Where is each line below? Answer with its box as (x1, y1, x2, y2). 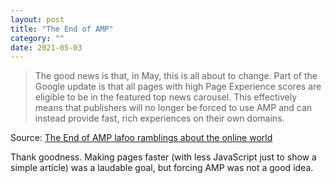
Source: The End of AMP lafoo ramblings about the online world (10, 132, 273, 144)
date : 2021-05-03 (10, 42, 83, 53)
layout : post (10, 14, 65, 25)
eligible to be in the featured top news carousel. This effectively (34, 91, 298, 103)
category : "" (10, 33, 65, 43)
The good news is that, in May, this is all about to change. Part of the (34, 70, 318, 82)
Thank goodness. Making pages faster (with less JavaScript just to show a (10, 151, 317, 163)
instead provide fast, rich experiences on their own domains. (34, 112, 285, 125)
